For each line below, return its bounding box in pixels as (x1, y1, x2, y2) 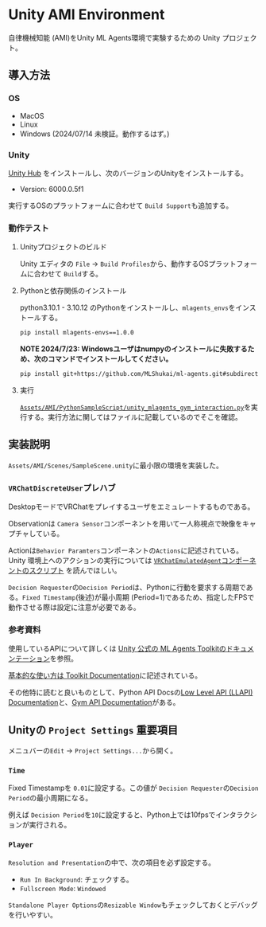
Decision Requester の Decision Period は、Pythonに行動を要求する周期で (8, 583, 246, 593)
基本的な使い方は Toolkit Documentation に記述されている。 (8, 671, 202, 680)
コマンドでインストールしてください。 (47, 354, 173, 364)
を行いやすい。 (8, 909, 57, 919)
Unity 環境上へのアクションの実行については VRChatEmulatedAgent (8, 556, 222, 565)
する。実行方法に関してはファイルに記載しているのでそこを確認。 (26, 412, 242, 421)
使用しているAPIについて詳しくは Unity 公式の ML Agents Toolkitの (8, 643, 226, 654)
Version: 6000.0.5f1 (19, 184, 84, 194)
